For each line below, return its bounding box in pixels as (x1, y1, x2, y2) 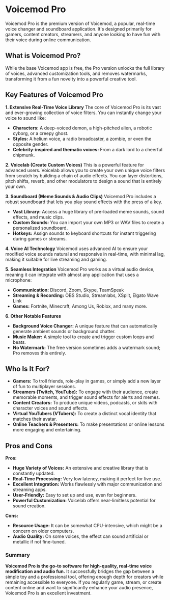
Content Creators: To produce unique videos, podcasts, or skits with (12, 400, 158, 406)
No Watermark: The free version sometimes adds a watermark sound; (12, 344, 161, 350)
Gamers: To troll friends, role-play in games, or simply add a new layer (12, 378, 161, 384)
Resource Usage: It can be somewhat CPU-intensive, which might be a (12, 523, 162, 529)
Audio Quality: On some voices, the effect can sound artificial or (12, 533, 149, 539)
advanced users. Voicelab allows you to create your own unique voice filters (5, 167, 165, 173)
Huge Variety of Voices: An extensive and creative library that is (12, 465, 149, 471)
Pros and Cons (5, 442, 52, 450)
